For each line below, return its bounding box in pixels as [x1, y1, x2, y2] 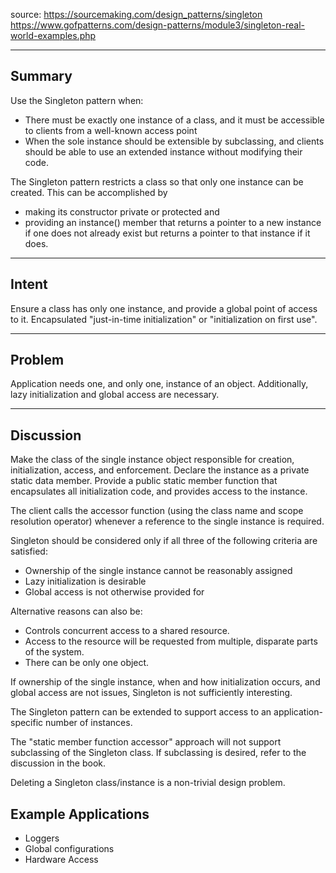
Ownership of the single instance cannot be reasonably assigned [24, 565, 293, 577]
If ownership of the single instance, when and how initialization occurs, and [10, 676, 321, 688]
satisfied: [10, 545, 48, 558]
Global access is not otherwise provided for [24, 586, 205, 598]
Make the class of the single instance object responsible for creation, [10, 454, 295, 466]
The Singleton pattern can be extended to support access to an [10, 706, 272, 718]
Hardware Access [24, 854, 99, 866]
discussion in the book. [10, 757, 107, 769]
